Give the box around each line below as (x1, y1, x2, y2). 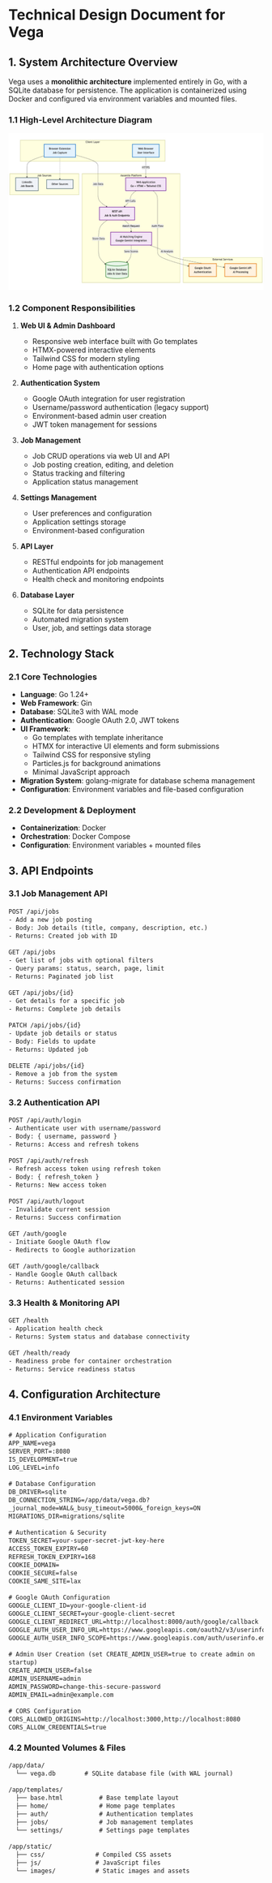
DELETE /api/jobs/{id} (8, 1062, 85, 1070)
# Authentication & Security (8, 1528, 107, 1537)
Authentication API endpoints (32, 566, 130, 575)
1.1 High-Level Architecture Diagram (8, 114, 152, 125)
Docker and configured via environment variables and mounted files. (8, 94, 237, 103)
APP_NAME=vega (8, 1439, 57, 1448)
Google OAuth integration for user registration (32, 394, 185, 403)
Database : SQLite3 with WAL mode (19, 706, 139, 716)
